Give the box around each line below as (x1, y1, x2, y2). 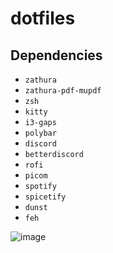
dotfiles (10, 7, 76, 30)
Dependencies (10, 47, 103, 64)
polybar (24, 128, 57, 138)
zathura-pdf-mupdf (24, 86, 102, 96)
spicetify (24, 192, 67, 202)
